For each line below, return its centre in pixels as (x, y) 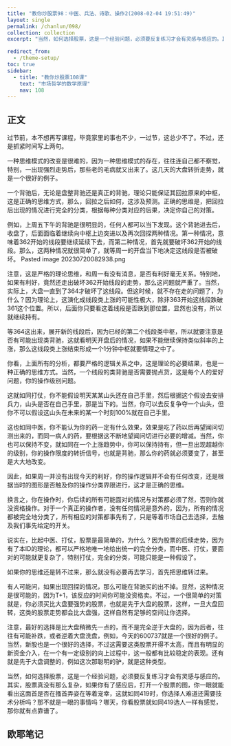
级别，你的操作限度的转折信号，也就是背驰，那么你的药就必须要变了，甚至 (118, 453)
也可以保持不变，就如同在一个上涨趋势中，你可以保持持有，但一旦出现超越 (112, 445)
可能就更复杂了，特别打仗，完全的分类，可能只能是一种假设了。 (109, 557)
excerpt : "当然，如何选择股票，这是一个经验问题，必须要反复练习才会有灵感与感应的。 (114, 39)
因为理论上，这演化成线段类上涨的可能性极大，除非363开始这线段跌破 (124, 300)
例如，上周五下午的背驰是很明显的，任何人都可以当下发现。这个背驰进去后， (115, 225)
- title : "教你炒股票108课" (50, 77)
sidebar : (20, 71)
